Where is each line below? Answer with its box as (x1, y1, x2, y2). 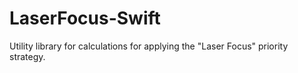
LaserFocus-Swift (9, 7, 161, 30)
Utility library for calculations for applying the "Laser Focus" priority (9, 40, 289, 52)
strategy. (9, 50, 46, 62)
